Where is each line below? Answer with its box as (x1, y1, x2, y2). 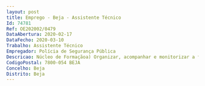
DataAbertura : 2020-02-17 (6, 31, 72, 38)
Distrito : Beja (6, 71, 45, 77)
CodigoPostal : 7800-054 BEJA (6, 59, 81, 65)
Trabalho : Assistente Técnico (6, 43, 84, 49)
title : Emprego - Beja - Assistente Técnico (6, 15, 121, 21)
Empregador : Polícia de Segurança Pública (6, 48, 116, 55)
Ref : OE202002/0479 (6, 25, 56, 32)
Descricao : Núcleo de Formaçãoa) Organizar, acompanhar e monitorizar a (6, 54, 195, 60)
